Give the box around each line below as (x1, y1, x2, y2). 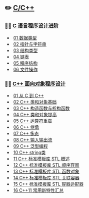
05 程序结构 (13, 60, 38, 66)
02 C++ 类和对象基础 (13, 98, 57, 105)
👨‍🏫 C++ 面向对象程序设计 (4, 80, 66, 87)
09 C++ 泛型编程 (13, 143, 48, 149)
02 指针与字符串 (13, 41, 47, 47)
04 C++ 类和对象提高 (13, 111, 57, 117)
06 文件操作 (13, 66, 38, 72)
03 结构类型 (13, 47, 38, 54)
